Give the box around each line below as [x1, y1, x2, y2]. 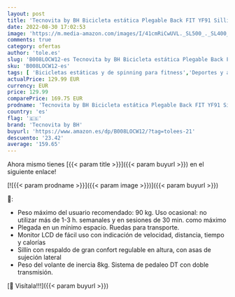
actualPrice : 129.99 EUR [7, 75, 80, 83]
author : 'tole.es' [7, 50, 61, 57]
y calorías [17, 238, 46, 246]
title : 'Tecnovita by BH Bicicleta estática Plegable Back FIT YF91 [7, 17, 211, 24]
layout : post [7, 10, 45, 18]
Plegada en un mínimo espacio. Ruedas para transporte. [17, 223, 180, 232]
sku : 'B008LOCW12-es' [7, 62, 71, 70]
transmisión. [17, 268, 54, 277]
